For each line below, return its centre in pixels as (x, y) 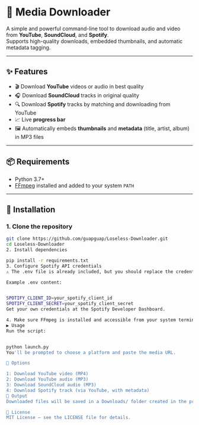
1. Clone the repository (39, 226)
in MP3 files (29, 137)
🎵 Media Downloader (58, 12)
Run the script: (26, 331)
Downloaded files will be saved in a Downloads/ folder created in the (96, 401)
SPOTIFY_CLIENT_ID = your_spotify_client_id (59, 298)
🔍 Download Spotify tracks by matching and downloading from (92, 104)
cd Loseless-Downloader (36, 245)
